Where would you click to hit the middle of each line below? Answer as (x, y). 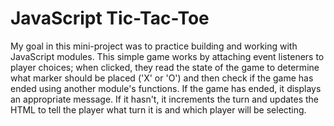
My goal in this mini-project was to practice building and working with (154, 46)
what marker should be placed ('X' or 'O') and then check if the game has (162, 78)
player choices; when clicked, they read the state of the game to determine (165, 67)
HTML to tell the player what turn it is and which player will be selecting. (158, 109)
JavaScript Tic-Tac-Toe (110, 18)
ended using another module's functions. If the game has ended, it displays (166, 88)
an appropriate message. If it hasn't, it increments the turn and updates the (165, 99)
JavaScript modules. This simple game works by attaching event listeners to (167, 56)
